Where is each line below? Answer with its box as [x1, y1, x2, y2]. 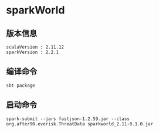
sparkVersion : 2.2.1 [6, 49, 59, 55]
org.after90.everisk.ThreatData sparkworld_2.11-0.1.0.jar [6, 121, 154, 127]
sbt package [6, 83, 35, 88]
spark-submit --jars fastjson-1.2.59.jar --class [6, 115, 130, 122]
